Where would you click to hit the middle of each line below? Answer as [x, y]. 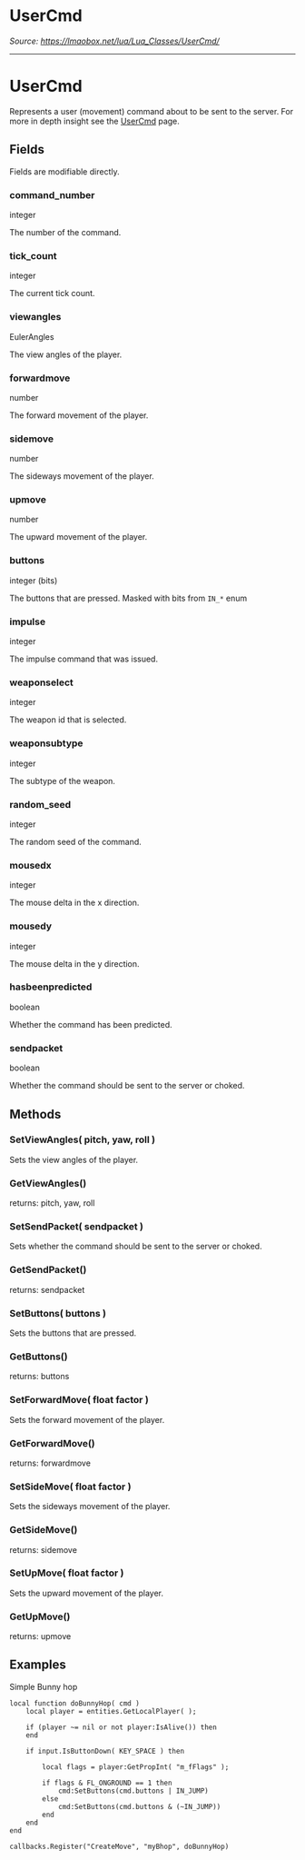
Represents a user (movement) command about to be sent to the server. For [151, 111]
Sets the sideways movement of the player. [90, 1507]
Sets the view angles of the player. [74, 1159]
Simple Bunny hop [44, 1686]
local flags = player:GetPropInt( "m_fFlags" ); [136, 1767]
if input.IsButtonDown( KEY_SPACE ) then [105, 1751]
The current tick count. [52, 293]
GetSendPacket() [48, 1270]
